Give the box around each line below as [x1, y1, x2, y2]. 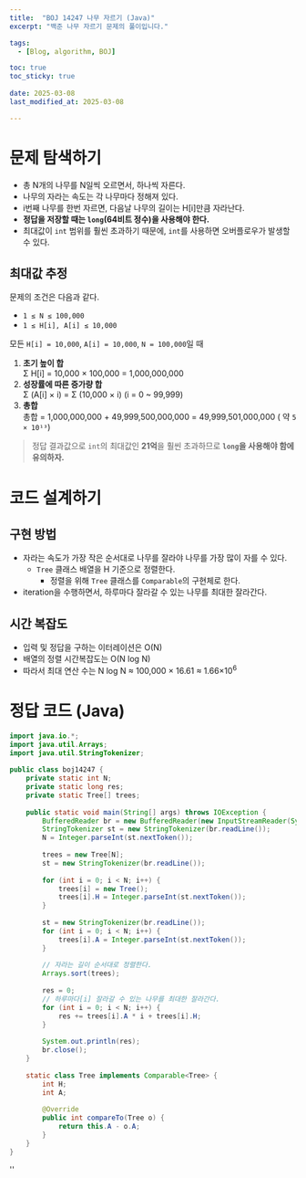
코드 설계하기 [9, 488, 102, 508]
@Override [42, 1105, 79, 1114]
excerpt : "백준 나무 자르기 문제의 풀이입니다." [9, 22, 168, 31]
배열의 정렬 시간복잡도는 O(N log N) [22, 654, 151, 665]
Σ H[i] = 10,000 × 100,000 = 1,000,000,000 [22, 368, 184, 379]
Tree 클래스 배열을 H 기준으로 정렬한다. [36, 563, 176, 575]
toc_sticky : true [9, 72, 76, 81]
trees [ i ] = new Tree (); [57, 884, 148, 893]
